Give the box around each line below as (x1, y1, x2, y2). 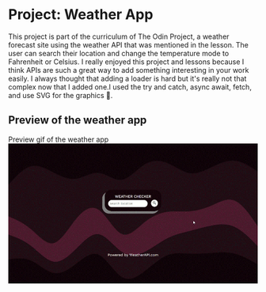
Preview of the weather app (8, 113, 147, 127)
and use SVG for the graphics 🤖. (8, 90, 113, 100)
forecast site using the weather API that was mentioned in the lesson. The (8, 40, 249, 49)
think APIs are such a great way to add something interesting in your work (8, 65, 249, 74)
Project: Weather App (8, 6, 154, 24)
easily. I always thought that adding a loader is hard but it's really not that (8, 74, 247, 83)
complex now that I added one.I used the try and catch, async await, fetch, (8, 82, 252, 92)
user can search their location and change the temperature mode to (8, 48, 230, 58)
